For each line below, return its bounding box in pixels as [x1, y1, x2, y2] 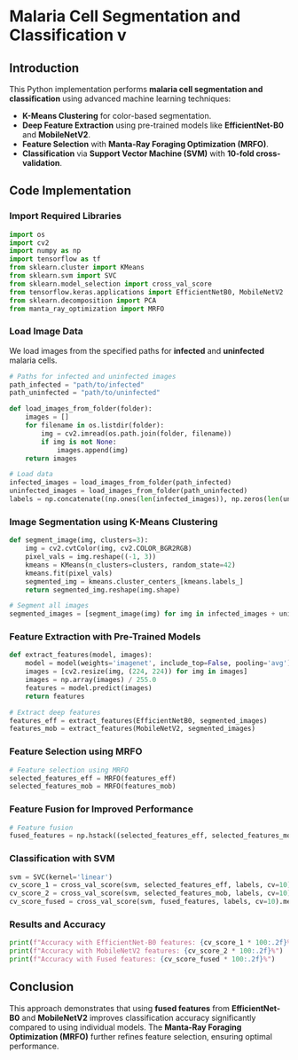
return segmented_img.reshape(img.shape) [25, 585, 180, 594]
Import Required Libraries [9, 210, 122, 223]
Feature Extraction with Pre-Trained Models [9, 631, 201, 643]
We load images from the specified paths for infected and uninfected [9, 345, 264, 356]
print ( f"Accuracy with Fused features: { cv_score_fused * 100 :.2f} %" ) [9, 955, 276, 964]
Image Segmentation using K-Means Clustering [9, 515, 219, 528]
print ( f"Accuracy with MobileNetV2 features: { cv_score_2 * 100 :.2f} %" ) [9, 946, 284, 955]
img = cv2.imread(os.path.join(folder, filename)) [41, 428, 232, 438]
